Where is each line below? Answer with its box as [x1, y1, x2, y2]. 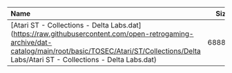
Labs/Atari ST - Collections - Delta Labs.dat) [10, 55, 157, 64]
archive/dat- [10, 38, 52, 47]
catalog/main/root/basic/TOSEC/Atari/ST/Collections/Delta [10, 46, 202, 56]
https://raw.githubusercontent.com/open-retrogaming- [13, 29, 194, 39]
